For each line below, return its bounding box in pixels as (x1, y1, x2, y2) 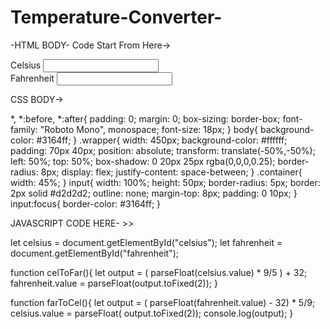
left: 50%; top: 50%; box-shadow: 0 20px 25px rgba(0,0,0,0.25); (10, 155, 276, 167)
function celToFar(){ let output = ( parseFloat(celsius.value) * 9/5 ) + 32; (10, 266, 308, 278)
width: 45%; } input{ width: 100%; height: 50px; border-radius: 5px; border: (10, 176, 321, 188)
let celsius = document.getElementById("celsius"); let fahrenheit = (10, 236, 283, 248)
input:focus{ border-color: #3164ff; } (10, 197, 162, 210)
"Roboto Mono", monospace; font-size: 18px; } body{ (39, 123, 259, 135)
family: (10, 123, 38, 135)
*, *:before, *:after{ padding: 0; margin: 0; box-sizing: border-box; (10, 112, 281, 125)
